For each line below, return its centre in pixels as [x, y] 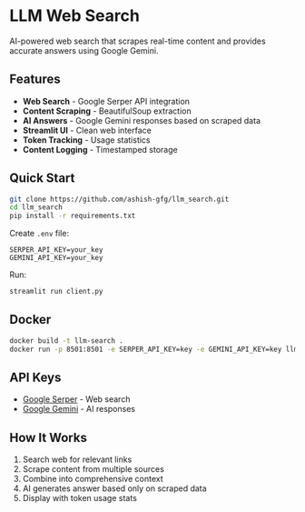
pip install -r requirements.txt [73, 216]
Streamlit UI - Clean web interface [87, 130]
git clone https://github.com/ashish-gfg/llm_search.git [119, 199]
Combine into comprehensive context [93, 479]
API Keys [35, 378]
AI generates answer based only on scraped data [114, 488]
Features [35, 80]
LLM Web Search [75, 16]
